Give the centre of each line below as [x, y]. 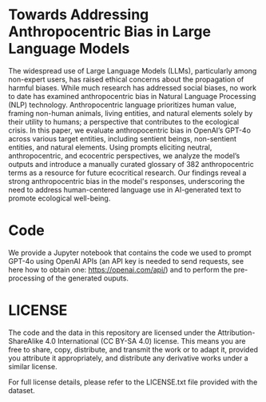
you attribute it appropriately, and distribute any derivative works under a [129, 358]
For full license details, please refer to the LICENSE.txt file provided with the [133, 382]
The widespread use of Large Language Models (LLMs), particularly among [133, 70]
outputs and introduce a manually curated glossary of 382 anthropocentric [131, 164]
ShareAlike [26, 340]
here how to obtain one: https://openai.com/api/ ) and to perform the [120, 269]
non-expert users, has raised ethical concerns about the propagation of [126, 79]
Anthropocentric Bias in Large [110, 32]
